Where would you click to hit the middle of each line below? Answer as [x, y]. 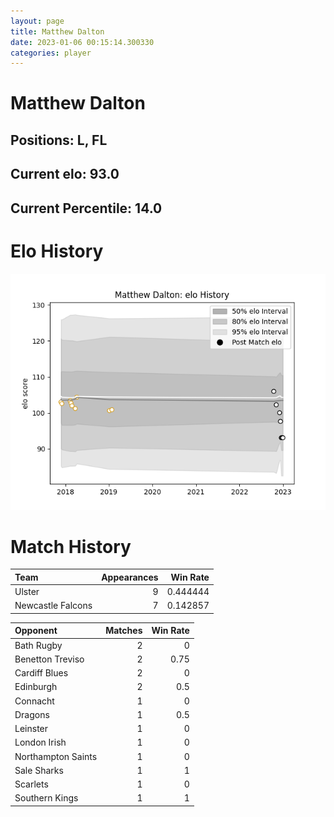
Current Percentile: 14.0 [86, 208]
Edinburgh [36, 687]
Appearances [130, 577]
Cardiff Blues [41, 673]
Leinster [31, 729]
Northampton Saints [56, 756]
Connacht [34, 701]
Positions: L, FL [59, 140]
